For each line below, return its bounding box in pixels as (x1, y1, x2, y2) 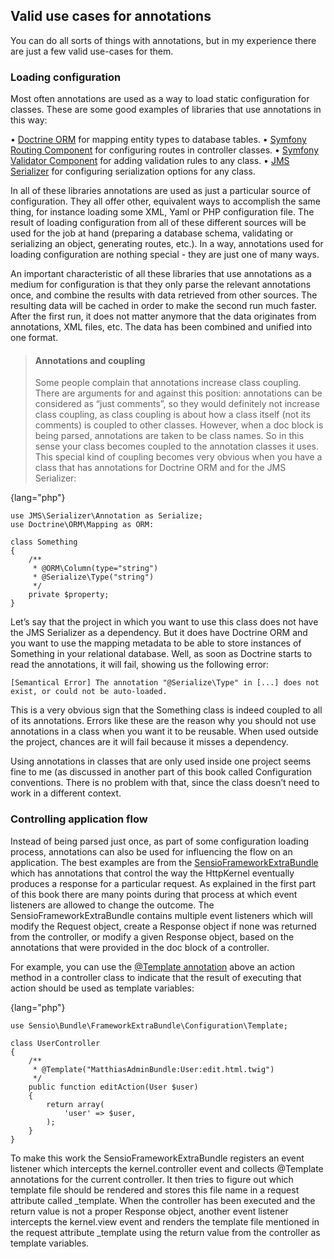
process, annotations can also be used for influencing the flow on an (10, 845, 293, 858)
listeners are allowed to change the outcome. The (10, 899, 215, 911)
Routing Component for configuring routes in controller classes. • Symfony (10, 144, 320, 156)
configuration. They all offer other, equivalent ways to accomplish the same (10, 195, 321, 208)
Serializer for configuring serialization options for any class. (10, 165, 256, 178)
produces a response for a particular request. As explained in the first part (10, 877, 317, 889)
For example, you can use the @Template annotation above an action (10, 960, 296, 973)
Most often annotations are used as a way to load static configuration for (10, 93, 310, 105)
